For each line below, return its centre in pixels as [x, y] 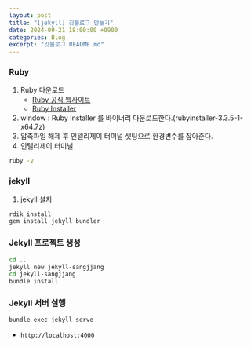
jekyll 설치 [36, 199]
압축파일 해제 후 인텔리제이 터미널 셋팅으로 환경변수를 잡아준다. [117, 136]
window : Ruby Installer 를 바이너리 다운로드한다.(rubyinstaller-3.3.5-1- [132, 118]
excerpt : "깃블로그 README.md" [57, 45]
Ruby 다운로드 [42, 90]
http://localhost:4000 [57, 336]
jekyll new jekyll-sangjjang [56, 267]
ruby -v [22, 161]
